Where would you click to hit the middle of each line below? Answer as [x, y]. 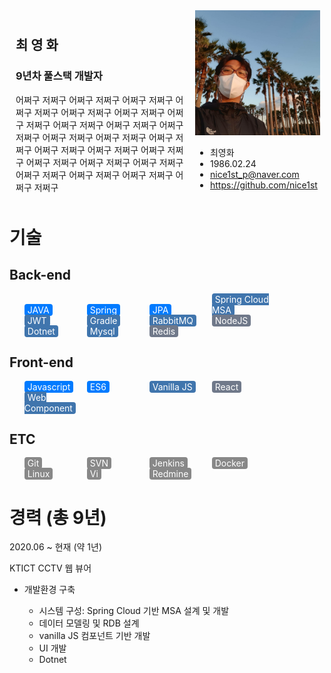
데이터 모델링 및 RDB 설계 [89, 623]
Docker [230, 463]
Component [48, 408]
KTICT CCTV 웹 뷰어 [50, 568]
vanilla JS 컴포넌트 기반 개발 [94, 636]
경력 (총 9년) [58, 517]
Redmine [170, 474]
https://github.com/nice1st [263, 185]
